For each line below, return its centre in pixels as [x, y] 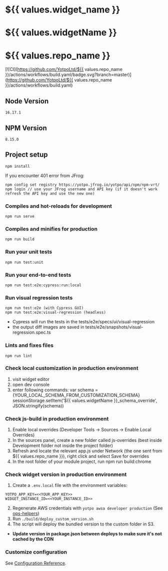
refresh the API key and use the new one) [50, 193]
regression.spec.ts [31, 332]
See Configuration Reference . [36, 563]
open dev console [31, 384]
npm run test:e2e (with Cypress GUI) [44, 308]
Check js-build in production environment [57, 418]
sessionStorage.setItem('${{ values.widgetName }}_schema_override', [85, 400]
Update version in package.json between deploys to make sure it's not [87, 534]
